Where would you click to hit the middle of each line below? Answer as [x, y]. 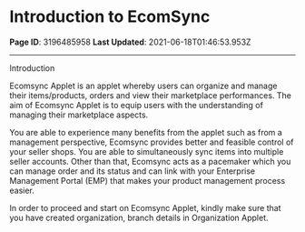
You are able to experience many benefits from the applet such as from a [146, 132]
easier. [22, 190]
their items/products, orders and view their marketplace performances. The [151, 95]
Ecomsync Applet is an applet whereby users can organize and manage [143, 86]
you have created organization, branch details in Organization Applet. [139, 217]
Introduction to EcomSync [110, 17]
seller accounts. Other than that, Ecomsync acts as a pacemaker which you [150, 161]
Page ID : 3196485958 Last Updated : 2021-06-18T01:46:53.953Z [130, 42]
